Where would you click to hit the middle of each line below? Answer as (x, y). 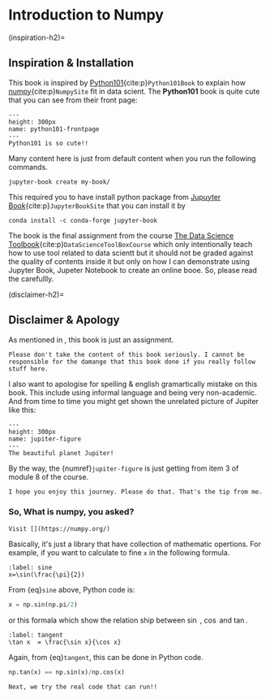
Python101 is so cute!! (49, 143)
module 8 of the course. (49, 476)
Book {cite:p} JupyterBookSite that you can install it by (97, 206)
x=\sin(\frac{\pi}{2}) (47, 575)
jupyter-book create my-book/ (60, 182)
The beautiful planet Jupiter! (61, 453)
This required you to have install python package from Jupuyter (115, 197)
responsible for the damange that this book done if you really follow (132, 362)
